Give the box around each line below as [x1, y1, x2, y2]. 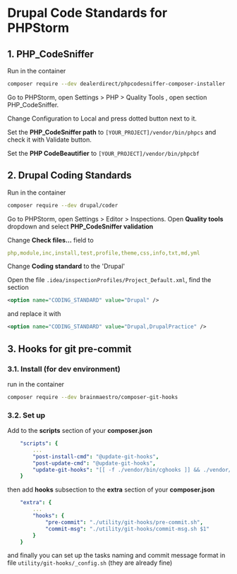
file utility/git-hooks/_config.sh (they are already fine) [7, 558, 173, 567]
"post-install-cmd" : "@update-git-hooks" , [32, 453, 159, 460]
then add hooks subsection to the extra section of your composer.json [7, 485, 215, 494]
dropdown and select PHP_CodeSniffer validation [7, 222, 154, 231]
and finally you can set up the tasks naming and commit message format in [7, 551, 226, 560]
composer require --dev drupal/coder [7, 202, 119, 209]
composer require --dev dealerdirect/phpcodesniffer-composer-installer [7, 80, 226, 87]
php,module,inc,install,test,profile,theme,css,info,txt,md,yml [7, 249, 200, 257]
